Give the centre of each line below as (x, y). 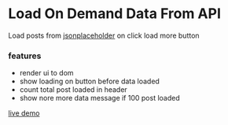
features (25, 56)
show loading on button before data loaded (89, 81)
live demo (24, 113)
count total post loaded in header (73, 90)
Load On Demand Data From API (115, 14)
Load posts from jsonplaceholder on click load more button (104, 35)
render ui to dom (46, 73)
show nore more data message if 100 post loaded (100, 98)
